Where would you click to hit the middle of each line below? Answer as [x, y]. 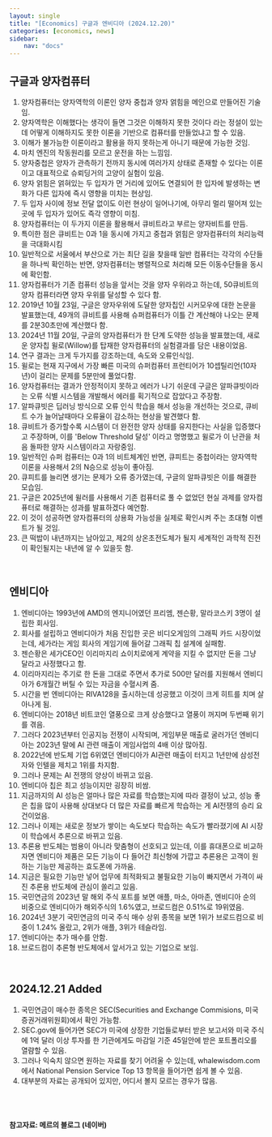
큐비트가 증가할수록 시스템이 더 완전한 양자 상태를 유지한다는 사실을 [127, 426]
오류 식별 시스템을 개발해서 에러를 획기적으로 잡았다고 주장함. [125, 396]
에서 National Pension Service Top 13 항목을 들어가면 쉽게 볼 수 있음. [132, 1070]
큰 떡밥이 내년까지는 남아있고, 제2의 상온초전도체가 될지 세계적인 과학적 [133, 538]
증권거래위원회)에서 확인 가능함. [71, 1019]
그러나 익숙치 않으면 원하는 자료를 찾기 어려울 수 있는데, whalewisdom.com [140, 1060]
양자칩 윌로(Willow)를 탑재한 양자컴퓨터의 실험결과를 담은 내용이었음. [138, 345]
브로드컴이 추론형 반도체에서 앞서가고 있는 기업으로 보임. [110, 947]
